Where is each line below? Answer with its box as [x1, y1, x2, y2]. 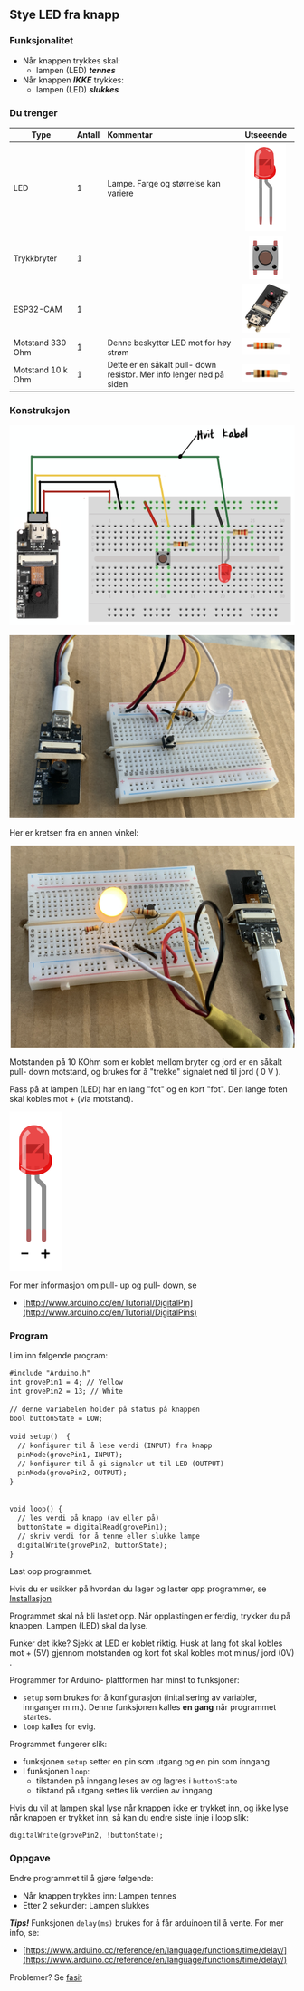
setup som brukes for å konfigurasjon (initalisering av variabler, [22, 1692, 258, 1703]
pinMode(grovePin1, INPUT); [17, 1450, 124, 1460]
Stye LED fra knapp [9, 7, 120, 23]
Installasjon [9, 1593, 52, 1604]
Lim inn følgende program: [9, 1350, 109, 1361]
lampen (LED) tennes [35, 64, 116, 75]
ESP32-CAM [13, 304, 62, 314]
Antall [76, 130, 100, 140]
